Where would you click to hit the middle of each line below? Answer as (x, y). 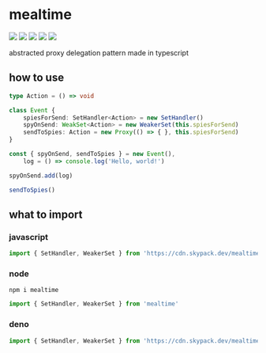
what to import (46, 214)
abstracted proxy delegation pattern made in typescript (99, 52)
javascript (29, 237)
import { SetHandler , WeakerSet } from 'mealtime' (94, 304)
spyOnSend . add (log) (41, 176)
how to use (37, 78)
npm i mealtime (34, 290)
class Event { (32, 110)
